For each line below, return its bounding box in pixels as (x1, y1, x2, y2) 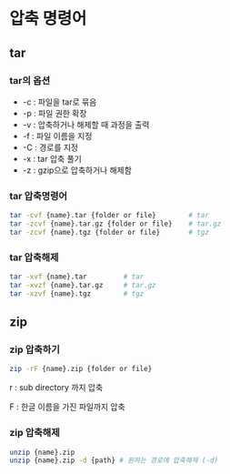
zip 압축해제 (9, 427, 61, 439)
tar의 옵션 (9, 74, 51, 86)
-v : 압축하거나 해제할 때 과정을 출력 (22, 119, 150, 130)
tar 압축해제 (9, 251, 59, 264)
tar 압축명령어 (9, 189, 68, 202)
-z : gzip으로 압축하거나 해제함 (22, 165, 132, 176)
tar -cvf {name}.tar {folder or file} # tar (9, 211, 209, 220)
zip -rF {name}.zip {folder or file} (9, 365, 153, 374)
